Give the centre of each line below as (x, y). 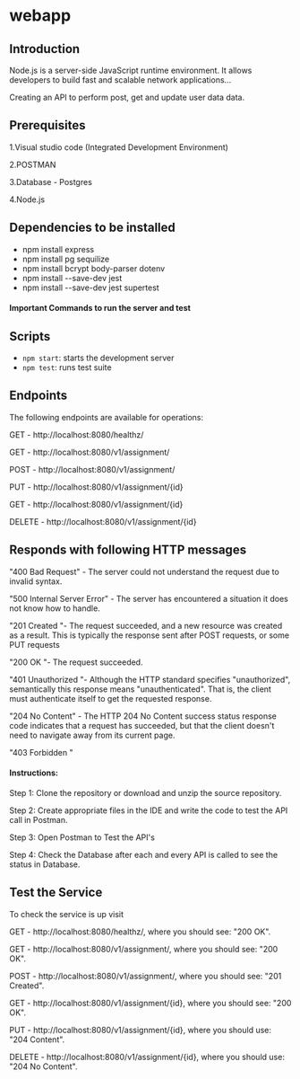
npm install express (58, 249)
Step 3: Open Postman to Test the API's (82, 837)
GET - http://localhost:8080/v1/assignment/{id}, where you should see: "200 (150, 1003)
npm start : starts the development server (98, 358)
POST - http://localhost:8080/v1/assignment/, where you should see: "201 (146, 976)
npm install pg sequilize (66, 259)
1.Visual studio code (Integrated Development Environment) (119, 147)
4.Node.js (27, 199)
